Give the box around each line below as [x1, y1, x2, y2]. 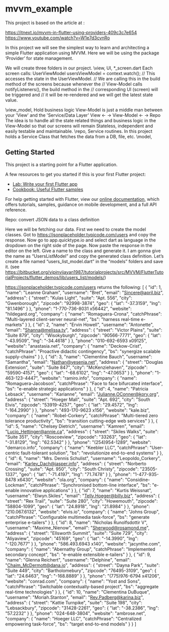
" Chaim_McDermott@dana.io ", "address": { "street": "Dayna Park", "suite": [5, 562, 160, 568]
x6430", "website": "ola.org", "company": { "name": [17, 477, 124, 483]
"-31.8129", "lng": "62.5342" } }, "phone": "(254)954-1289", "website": [5, 439, 152, 445]
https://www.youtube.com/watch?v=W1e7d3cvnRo [5, 35, 110, 41]
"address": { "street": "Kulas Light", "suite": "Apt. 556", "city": [5, 295, 132, 301]
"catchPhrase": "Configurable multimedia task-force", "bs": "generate [5, 514, 150, 520]
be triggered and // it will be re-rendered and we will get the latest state [5, 92, 153, 98]
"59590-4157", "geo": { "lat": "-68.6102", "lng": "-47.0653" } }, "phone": [5, 369, 154, 375]
